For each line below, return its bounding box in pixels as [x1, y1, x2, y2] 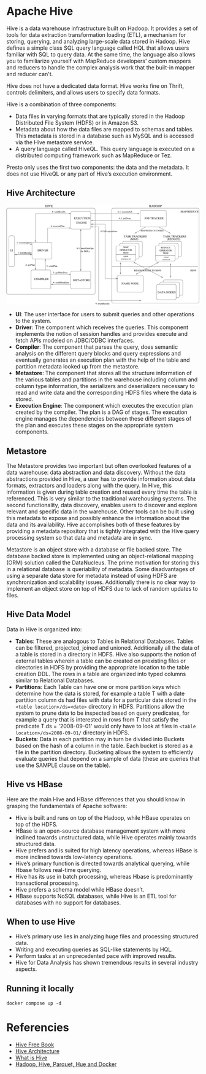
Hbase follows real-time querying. [15, 866, 102, 873]
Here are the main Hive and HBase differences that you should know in [6, 795, 185, 803]
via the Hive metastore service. [15, 138, 94, 146]
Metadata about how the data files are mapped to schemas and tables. [15, 125, 194, 133]
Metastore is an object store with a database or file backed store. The [6, 545, 182, 553]
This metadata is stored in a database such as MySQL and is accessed [15, 132, 194, 139]
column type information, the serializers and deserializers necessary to [15, 383, 195, 390]
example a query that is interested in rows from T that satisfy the [15, 715, 179, 723]
